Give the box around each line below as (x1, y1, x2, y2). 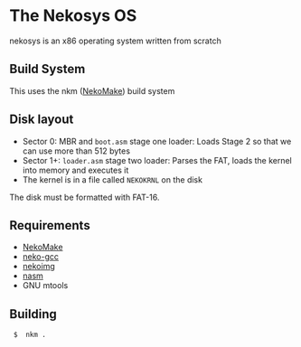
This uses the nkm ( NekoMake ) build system (9, 85, 175, 96)
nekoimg (22, 261, 56, 272)
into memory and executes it (22, 164, 129, 175)
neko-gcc (22, 251, 60, 262)
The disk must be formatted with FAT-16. (9, 192, 160, 202)
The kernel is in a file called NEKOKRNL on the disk (22, 173, 203, 185)
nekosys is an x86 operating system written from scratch (9, 35, 221, 46)
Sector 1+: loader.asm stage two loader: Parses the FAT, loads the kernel (22, 155, 292, 165)
